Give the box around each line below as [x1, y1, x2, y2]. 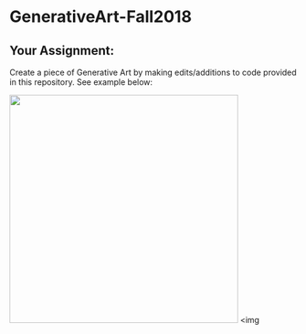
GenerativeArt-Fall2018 [9, 6, 192, 27]
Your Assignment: [9, 43, 114, 58]
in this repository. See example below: [9, 77, 153, 88]
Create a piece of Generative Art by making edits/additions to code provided [9, 67, 297, 78]
